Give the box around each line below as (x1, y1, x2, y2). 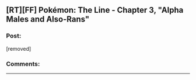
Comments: (6, 60, 40, 68)
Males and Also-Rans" (6, 15, 90, 25)
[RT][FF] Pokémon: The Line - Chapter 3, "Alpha (6, 5, 184, 15)
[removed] (6, 45, 32, 52)
